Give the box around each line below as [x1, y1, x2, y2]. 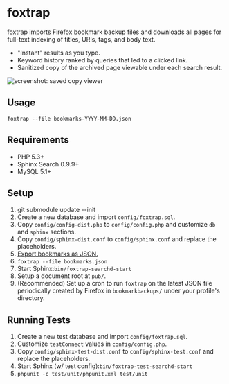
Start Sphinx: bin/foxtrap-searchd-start [17, 265, 132, 273]
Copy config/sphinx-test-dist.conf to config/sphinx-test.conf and [17, 347, 214, 356]
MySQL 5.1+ [17, 167, 52, 175]
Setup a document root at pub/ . [17, 272, 106, 280]
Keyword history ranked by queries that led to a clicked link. [17, 55, 188, 64]
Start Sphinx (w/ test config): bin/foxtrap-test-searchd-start [17, 362, 193, 370]
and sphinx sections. [17, 227, 76, 236]
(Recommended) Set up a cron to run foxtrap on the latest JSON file [17, 279, 212, 288]
